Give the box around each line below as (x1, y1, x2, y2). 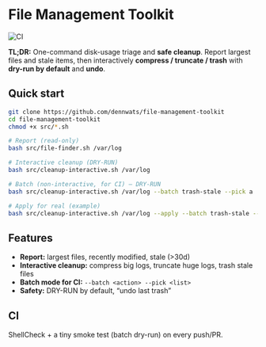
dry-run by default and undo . (8, 63, 105, 73)
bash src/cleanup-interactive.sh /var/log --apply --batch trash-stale (8, 209, 249, 217)
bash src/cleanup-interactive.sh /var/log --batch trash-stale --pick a (8, 188, 253, 196)
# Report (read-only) (8, 137, 80, 145)
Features (8, 231, 53, 245)
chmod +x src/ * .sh (8, 123, 69, 131)
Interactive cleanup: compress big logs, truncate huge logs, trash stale (19, 261, 253, 270)
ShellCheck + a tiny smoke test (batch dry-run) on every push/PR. (8, 330, 223, 339)
